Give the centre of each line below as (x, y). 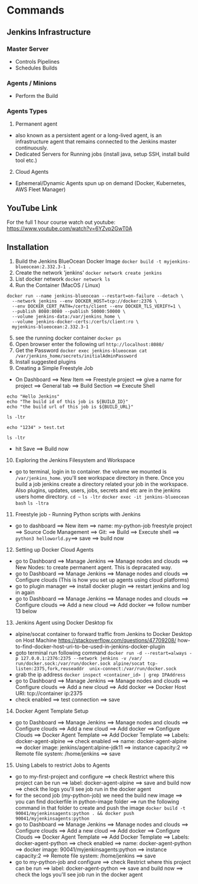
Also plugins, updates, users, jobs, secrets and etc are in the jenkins (98, 490)
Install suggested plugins (45, 362)
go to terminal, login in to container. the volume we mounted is (91, 471)
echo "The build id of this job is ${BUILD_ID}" (67, 402)
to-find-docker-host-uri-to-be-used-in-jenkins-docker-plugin (90, 646)
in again (25, 592)
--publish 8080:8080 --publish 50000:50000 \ (69, 312)
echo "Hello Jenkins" (33, 397)
